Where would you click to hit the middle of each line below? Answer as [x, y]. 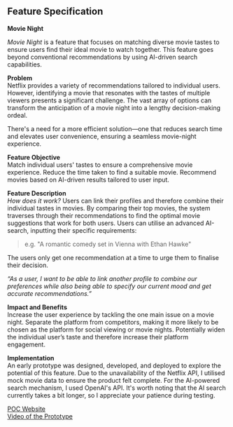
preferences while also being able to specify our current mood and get [110, 286]
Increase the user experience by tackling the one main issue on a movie [111, 314]
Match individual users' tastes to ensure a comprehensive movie [100, 165]
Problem [20, 78]
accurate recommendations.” [50, 293]
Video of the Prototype [40, 416]
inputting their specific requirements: [84, 230]
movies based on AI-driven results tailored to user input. [89, 179]
